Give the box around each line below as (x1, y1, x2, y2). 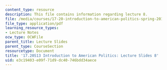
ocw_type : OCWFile (5, 35, 43, 40)
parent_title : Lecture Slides (5, 39, 68, 44)
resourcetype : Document (5, 48, 55, 53)
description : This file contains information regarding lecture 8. (5, 12, 148, 17)
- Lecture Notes (5, 30, 39, 35)
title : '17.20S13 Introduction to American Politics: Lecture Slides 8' (5, 53, 159, 58)
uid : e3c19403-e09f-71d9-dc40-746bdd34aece (5, 58, 97, 63)
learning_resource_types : (5, 26, 59, 31)
